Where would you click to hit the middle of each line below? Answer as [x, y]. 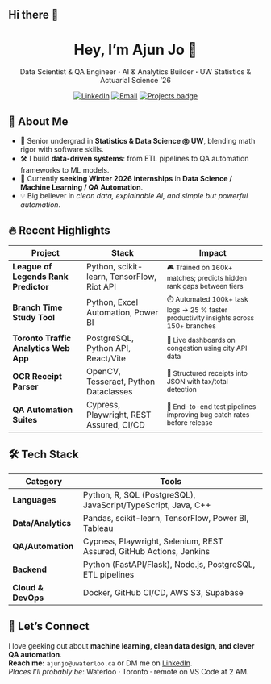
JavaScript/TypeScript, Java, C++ [147, 505]
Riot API [101, 286]
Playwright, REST [119, 415]
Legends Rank [40, 277]
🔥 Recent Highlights [59, 230]
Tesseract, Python [121, 382]
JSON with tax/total [197, 381]
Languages [34, 499]
